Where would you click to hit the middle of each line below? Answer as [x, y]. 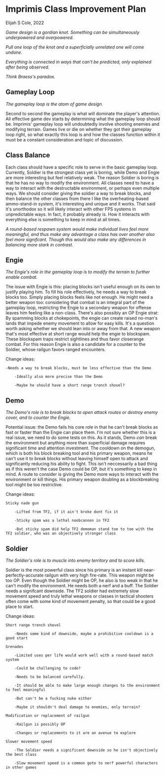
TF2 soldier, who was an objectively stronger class [61, 534]
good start [17, 638]
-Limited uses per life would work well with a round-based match [84, 655]
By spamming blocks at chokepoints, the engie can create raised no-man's [82, 318]
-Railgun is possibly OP [40, 724]
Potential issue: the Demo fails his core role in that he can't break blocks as [82, 427]
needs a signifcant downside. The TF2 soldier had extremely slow [72, 591]
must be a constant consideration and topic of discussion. [65, 139]
